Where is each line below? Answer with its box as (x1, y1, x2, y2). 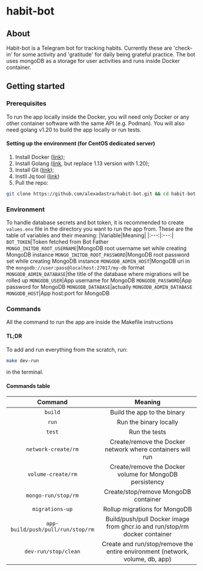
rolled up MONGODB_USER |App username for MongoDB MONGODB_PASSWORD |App (6, 277, 192, 284)
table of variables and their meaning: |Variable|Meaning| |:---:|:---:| (6, 232, 174, 239)
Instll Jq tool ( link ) (14, 173, 60, 180)
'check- (173, 44, 193, 51)
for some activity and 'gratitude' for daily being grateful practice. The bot (13, 51, 196, 58)
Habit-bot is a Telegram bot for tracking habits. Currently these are (6, 44, 172, 51)
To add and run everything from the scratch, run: (6, 346, 128, 353)
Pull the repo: (14, 179, 48, 186)
